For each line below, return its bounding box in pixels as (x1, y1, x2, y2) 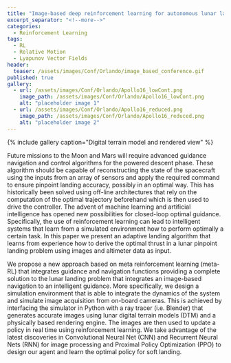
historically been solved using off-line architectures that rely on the (7, 187, 197, 196)
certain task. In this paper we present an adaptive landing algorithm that (7, 231, 211, 240)
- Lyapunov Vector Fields (13, 55, 88, 62)
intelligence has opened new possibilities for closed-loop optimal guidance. (7, 209, 221, 218)
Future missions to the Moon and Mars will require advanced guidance (7, 151, 207, 159)
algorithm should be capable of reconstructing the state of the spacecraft (7, 166, 215, 174)
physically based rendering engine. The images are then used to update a (7, 318, 217, 326)
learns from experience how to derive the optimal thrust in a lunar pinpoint (7, 239, 218, 247)
